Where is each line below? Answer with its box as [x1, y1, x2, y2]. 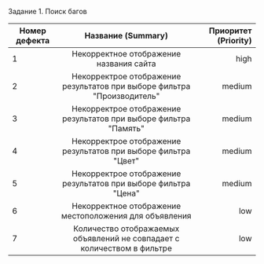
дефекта [15, 35, 50, 46]
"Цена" [112, 188, 140, 199]
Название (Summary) [84, 31, 169, 41]
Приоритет [208, 25, 252, 36]
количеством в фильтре [80, 243, 173, 254]
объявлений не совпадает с [73, 233, 180, 244]
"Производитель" [93, 90, 160, 101]
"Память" [108, 123, 145, 134]
